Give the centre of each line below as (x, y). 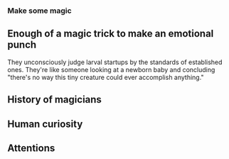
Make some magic (40, 11)
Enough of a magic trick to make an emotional (111, 34)
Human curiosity (45, 124)
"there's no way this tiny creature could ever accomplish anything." (106, 77)
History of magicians (54, 99)
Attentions (31, 148)
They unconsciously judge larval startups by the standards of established (115, 62)
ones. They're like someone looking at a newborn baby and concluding (111, 69)
